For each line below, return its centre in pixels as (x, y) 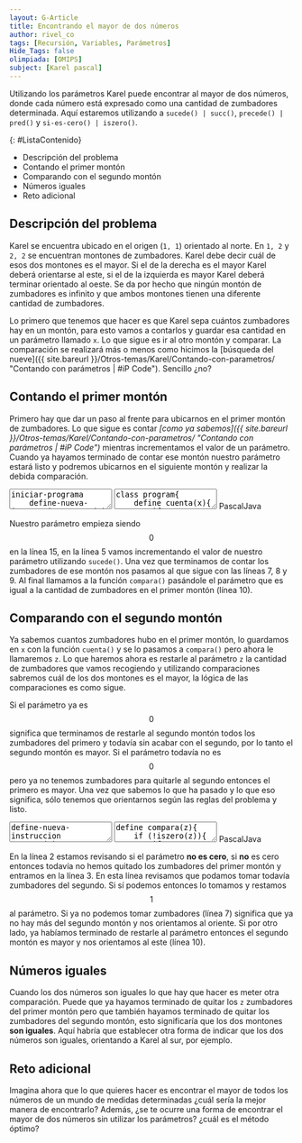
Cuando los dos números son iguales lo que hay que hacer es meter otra (144, 992)
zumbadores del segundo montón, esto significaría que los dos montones (146, 1021)
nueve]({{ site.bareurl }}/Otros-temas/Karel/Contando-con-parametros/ (142, 359)
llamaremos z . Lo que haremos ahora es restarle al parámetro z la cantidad (148, 659)
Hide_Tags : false (42, 51)
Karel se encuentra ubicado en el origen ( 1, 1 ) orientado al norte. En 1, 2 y (150, 245)
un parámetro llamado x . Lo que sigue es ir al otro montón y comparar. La (146, 340)
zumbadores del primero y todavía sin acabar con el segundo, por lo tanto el (151, 743)
